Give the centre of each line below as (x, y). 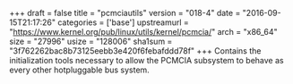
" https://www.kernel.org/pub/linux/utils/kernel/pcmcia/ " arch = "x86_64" (143, 32)
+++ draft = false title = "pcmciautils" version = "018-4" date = (125, 13)
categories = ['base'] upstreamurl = (124, 22)
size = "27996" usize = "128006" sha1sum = (91, 41)
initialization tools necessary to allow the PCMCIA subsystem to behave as (146, 60)
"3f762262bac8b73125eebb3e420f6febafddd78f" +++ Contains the (135, 51)
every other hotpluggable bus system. (79, 70)
